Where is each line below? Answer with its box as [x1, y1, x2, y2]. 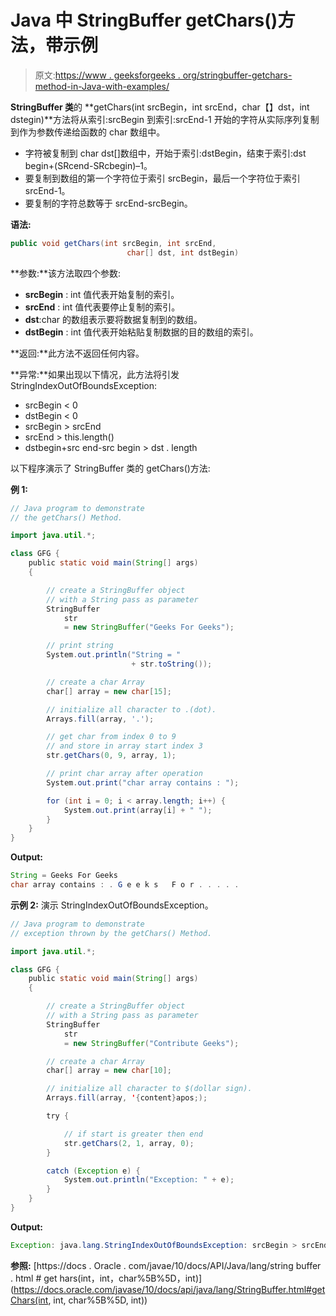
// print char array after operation [46, 769, 203, 779]
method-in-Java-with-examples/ [34, 80, 170, 92]
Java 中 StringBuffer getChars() [10, 9, 278, 32]
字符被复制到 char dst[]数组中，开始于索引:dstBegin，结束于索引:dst [24, 147, 307, 159]
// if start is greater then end [63, 1129, 203, 1139]
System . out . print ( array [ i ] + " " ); [63, 805, 213, 815]
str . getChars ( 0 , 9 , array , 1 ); [46, 751, 177, 761]
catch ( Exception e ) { [46, 1166, 141, 1176]
